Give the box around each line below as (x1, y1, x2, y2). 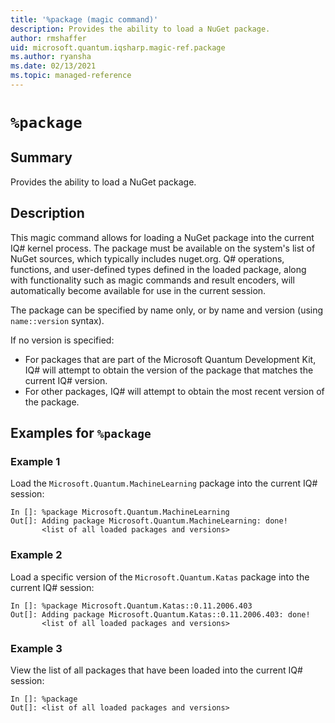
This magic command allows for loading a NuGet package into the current (10, 231, 315, 243)
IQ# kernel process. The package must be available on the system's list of (10, 242, 316, 254)
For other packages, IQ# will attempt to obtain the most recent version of (24, 385, 325, 397)
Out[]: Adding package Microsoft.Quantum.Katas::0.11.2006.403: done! (10, 609, 311, 620)
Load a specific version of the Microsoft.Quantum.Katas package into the (10, 571, 310, 583)
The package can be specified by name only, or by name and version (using (10, 304, 324, 316)
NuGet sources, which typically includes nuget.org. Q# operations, (10, 252, 285, 265)
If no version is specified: (10, 334, 115, 346)
